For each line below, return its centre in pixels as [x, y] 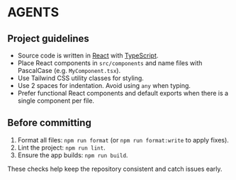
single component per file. [56, 101]
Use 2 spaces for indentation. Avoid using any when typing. [104, 85]
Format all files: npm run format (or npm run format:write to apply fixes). [123, 140]
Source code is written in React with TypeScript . [88, 55]
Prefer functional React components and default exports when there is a [123, 93]
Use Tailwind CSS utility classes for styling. [80, 78]
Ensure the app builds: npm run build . [73, 155]
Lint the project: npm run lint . [61, 147]
